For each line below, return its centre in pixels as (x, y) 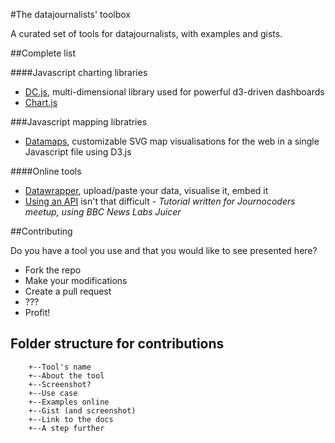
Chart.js (41, 102)
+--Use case (53, 393)
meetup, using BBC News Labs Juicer (103, 212)
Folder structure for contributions (117, 344)
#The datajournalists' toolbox (70, 14)
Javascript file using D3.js (78, 152)
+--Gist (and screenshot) (82, 410)
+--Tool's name (60, 367)
